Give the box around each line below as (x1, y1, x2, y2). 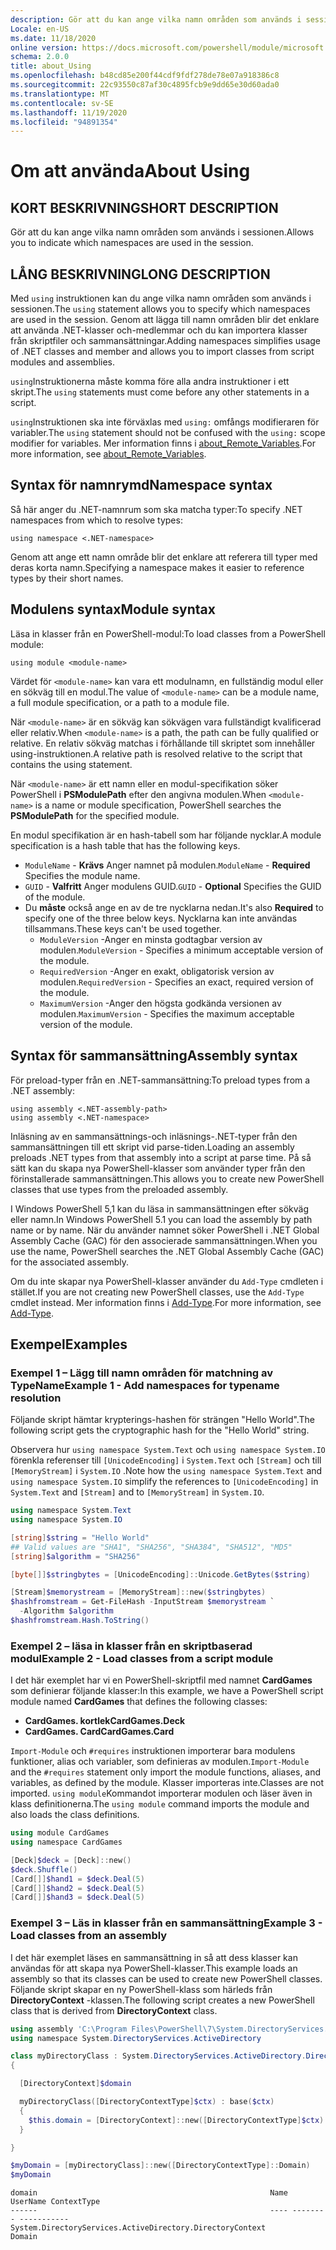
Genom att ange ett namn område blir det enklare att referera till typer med (10, 551, 318, 563)
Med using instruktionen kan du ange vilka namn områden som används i (10, 292, 312, 305)
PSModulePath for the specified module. (10, 809, 180, 821)
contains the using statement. (10, 758, 133, 770)
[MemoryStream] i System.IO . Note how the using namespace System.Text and (10, 1465, 323, 1477)
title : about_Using (10, 61, 92, 71)
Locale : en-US (10, 24, 70, 34)
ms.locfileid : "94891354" (10, 117, 118, 127)
